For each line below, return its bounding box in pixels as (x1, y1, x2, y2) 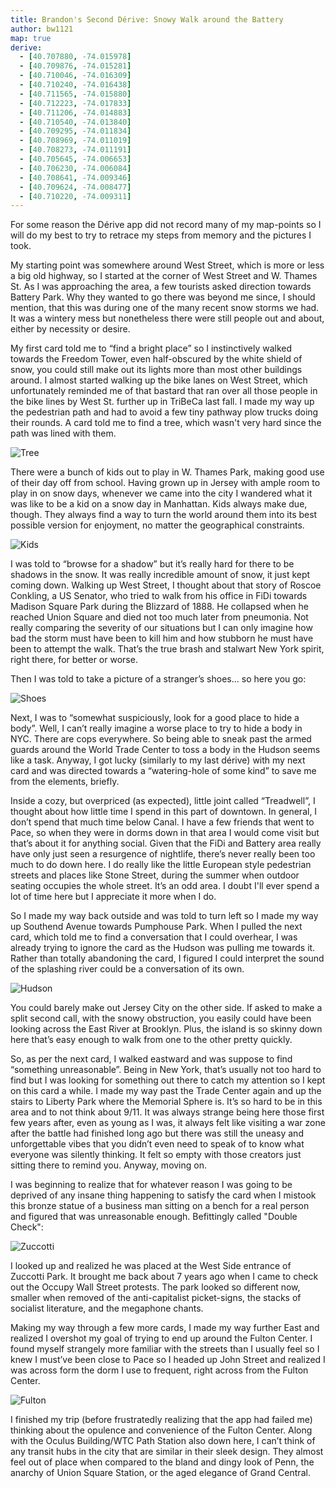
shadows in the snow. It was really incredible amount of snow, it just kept (10, 569, 311, 581)
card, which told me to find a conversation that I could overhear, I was (10, 931, 298, 943)
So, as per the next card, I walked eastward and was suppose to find (10, 1053, 293, 1065)
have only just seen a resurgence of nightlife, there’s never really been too (10, 848, 316, 860)
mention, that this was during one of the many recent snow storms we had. (10, 302, 320, 314)
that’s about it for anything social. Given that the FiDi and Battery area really (10, 837, 322, 850)
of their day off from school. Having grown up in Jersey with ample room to (10, 477, 321, 489)
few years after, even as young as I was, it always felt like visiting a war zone (10, 1117, 326, 1129)
